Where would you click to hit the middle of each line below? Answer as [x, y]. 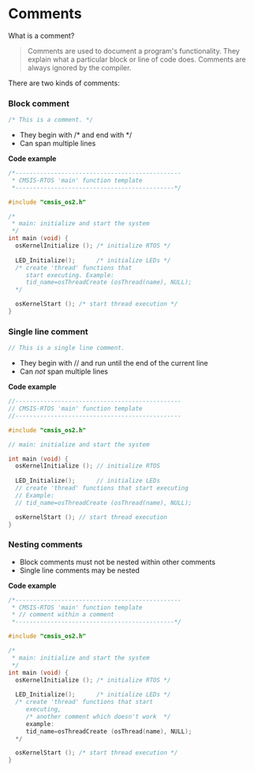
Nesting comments [45, 544]
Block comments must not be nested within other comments [117, 562]
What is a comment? [41, 36]
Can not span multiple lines [64, 371]
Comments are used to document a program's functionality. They [134, 51]
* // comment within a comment [63, 615]
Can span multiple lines [58, 144]
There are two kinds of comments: [64, 83]
